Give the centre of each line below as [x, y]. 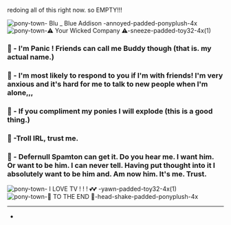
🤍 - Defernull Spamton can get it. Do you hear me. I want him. [111, 156]
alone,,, [20, 92]
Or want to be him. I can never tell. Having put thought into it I [111, 165]
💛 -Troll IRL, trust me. [43, 138]
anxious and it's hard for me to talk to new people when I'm [108, 84]
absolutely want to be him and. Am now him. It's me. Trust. [107, 173]
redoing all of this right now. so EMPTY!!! [65, 10]
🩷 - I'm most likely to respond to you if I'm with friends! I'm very [115, 75]
